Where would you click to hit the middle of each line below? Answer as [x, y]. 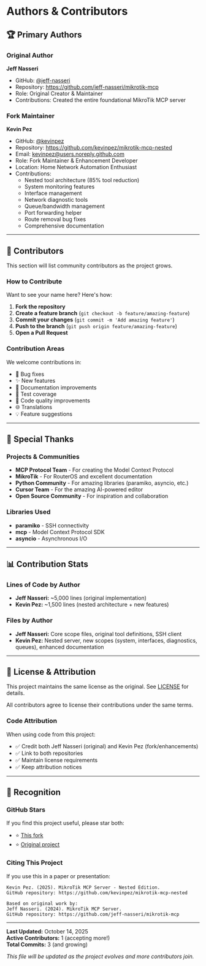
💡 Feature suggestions [44, 414]
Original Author [30, 55]
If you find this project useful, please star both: [65, 823]
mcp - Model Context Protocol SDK [60, 532]
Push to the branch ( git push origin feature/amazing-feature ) [96, 326]
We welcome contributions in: [44, 362]
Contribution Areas [36, 349]
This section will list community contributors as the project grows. [90, 266]
